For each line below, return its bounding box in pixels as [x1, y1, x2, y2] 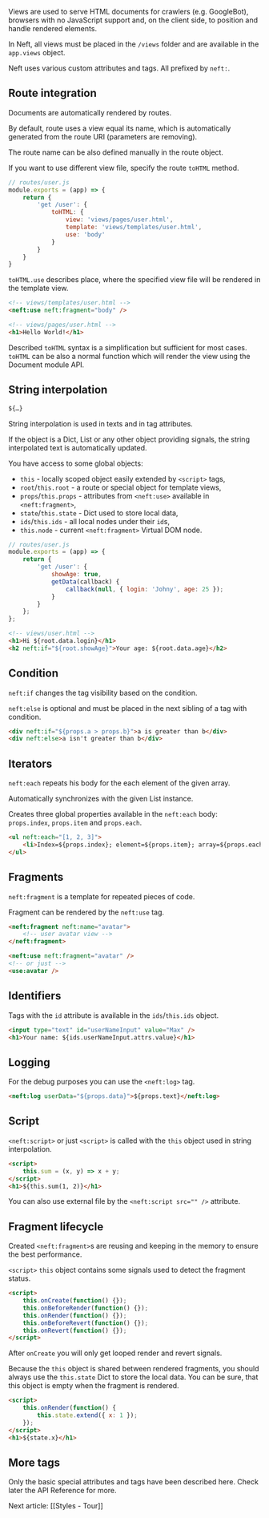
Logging [8, 1056, 50, 1069]
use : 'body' [65, 230, 106, 239]
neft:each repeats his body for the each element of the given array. [8, 778, 231, 788]
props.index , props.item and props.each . [8, 818, 143, 828]
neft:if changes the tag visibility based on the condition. [8, 688, 198, 697]
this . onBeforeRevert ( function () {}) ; [22, 1318, 149, 1327]
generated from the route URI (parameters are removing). [8, 131, 198, 141]
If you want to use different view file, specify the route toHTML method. [8, 163, 239, 172]
